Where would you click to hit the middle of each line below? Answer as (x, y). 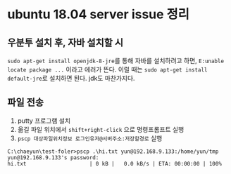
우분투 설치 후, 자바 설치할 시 (65, 42)
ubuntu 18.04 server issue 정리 (99, 14)
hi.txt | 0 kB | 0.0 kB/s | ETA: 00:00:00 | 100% (114, 163)
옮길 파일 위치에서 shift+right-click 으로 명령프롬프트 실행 (101, 129)
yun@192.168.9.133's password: (53, 158)
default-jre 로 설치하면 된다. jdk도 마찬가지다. (71, 78)
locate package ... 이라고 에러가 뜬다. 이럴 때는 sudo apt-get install (107, 69)
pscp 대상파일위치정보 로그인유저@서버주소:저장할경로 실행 (90, 138)
